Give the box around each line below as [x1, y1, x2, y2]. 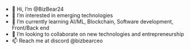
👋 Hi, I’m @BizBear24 [11, 6, 64, 12]
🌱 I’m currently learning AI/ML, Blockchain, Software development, [11, 18, 174, 25]
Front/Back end [11, 24, 50, 31]
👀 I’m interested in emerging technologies [11, 12, 113, 19]
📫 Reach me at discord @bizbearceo [11, 37, 103, 44]
